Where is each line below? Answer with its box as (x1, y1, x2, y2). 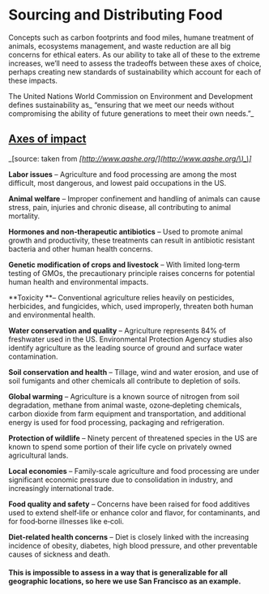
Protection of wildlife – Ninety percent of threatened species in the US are (8, 433, 258, 443)
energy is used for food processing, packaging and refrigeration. (8, 417, 224, 427)
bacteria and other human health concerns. (8, 243, 153, 253)
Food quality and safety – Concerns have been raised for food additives (8, 499, 250, 509)
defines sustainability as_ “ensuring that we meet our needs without (8, 100, 235, 110)
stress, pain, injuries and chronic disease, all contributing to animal (8, 202, 231, 212)
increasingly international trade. (8, 483, 114, 493)
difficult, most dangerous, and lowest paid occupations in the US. (8, 178, 227, 187)
